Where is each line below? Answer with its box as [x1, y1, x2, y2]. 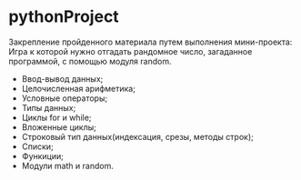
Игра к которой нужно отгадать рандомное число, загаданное [8, 45, 253, 56]
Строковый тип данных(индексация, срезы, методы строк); [21, 131, 254, 142]
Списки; [21, 141, 54, 152]
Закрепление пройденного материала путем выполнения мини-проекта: [8, 36, 293, 47]
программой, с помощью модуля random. [8, 55, 172, 66]
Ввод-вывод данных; [21, 73, 104, 84]
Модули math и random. [21, 160, 115, 171]
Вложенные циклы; [21, 121, 96, 133]
